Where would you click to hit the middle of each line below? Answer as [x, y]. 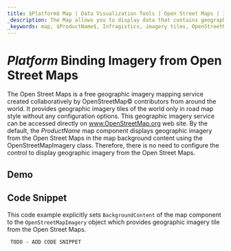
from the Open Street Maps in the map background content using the [105, 138]
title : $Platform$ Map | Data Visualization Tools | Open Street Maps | [113, 13]
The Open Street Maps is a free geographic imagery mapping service [106, 94]
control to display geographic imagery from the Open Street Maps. [101, 153]
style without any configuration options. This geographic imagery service [111, 116]
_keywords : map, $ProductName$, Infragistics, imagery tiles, [98, 26]
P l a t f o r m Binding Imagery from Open [114, 60]
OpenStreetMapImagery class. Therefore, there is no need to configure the [113, 145]
